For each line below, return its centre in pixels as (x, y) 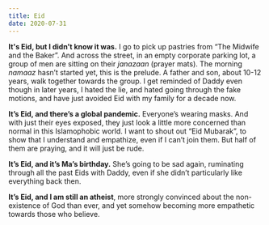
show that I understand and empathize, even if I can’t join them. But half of (132, 139)
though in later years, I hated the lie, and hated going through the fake (124, 89)
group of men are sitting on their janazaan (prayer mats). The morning (125, 64)
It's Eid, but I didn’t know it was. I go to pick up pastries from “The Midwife (134, 46)
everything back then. (45, 181)
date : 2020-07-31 (38, 23)
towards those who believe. (54, 214)
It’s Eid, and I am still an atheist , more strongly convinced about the (121, 197)
